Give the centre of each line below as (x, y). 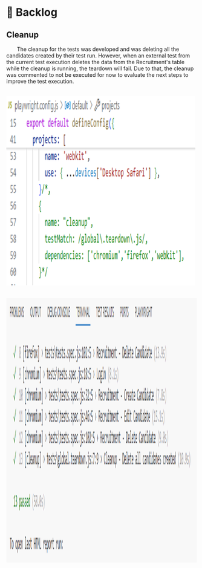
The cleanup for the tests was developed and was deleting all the (98, 49)
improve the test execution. (40, 81)
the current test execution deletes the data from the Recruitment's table (96, 62)
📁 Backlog (32, 12)
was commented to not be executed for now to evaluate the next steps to (97, 75)
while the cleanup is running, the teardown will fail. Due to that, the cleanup (100, 68)
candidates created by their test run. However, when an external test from (98, 56)
